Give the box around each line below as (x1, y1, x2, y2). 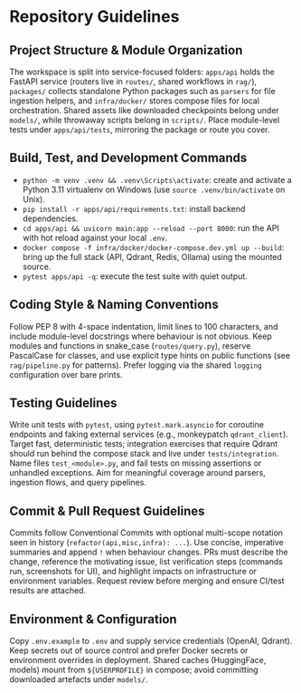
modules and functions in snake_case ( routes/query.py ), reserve (9, 340, 251, 351)
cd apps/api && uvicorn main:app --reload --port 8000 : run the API (22, 222, 280, 233)
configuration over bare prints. (9, 369, 124, 380)
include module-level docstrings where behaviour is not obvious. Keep (9, 331, 273, 342)
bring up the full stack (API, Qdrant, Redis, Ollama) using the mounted (22, 251, 283, 262)
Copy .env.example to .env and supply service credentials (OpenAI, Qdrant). (9, 636, 293, 647)
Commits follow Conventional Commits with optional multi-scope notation (9, 527, 283, 538)
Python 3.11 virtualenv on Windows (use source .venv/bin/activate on (22, 184, 286, 195)
